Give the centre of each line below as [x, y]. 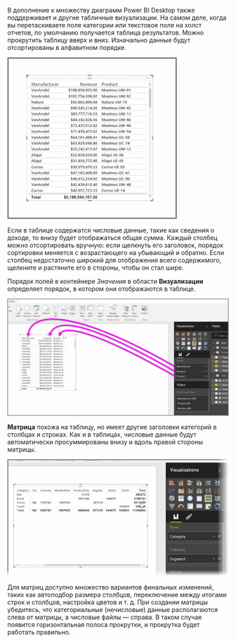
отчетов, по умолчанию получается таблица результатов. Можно [106, 32]
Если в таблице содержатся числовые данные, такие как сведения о [111, 230]
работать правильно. [39, 632]
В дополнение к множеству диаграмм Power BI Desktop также [101, 10]
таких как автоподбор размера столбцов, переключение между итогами [117, 594]
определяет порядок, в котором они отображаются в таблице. [101, 289]
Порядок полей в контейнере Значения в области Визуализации [105, 281]
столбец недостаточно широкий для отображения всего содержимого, [114, 260]
